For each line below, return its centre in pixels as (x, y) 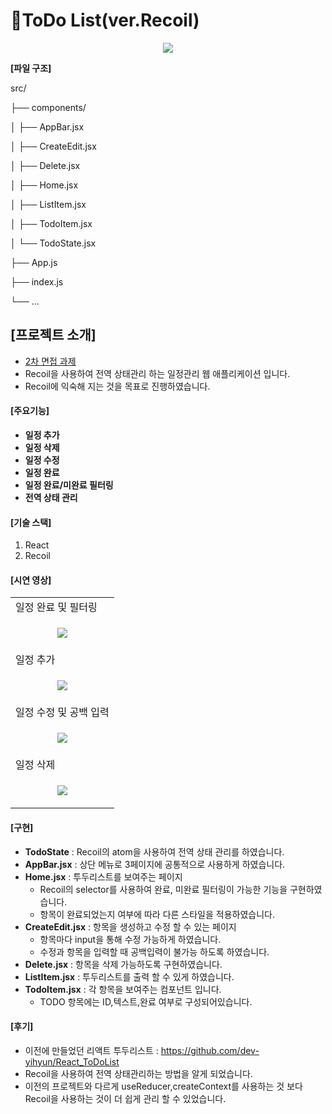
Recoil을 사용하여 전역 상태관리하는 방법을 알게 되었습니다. (138, 1073)
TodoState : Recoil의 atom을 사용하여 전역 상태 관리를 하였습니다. (154, 851)
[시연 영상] (31, 580)
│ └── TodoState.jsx (53, 243)
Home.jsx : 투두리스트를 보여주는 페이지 (103, 876)
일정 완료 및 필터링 (56, 607)
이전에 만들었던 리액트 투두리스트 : (91, 1050)
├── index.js (37, 281)
